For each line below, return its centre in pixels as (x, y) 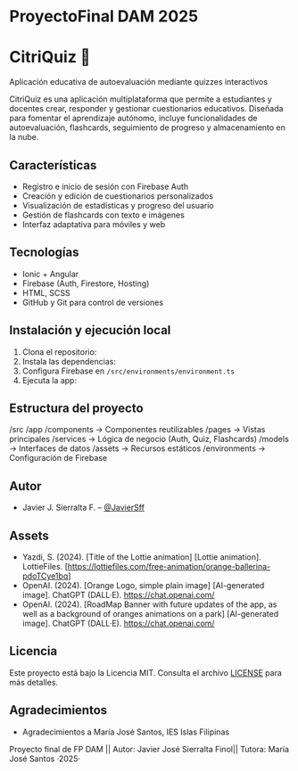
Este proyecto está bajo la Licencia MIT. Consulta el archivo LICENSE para (146, 673)
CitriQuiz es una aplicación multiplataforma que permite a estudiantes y (141, 99)
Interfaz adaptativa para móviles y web (94, 224)
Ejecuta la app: (50, 380)
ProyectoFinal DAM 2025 (104, 16)
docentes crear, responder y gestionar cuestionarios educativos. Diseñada (146, 109)
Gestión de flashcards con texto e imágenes (103, 215)
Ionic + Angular (50, 274)
